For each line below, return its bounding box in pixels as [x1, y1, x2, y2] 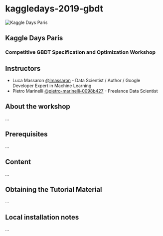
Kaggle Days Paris [5, 34, 63, 42]
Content [5, 158, 31, 166]
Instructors [5, 64, 41, 73]
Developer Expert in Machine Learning [12, 83, 92, 89]
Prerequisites [5, 130, 48, 138]
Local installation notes [5, 213, 79, 222]
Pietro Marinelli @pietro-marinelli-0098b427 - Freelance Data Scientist [12, 88, 158, 94]
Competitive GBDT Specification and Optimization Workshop [5, 49, 156, 56]
